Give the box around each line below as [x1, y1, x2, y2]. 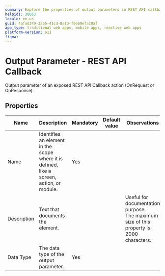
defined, [39, 161, 58, 168]
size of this [125, 218, 151, 225]
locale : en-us [5, 16, 34, 21]
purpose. [125, 206, 146, 213]
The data [39, 245, 60, 251]
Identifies [39, 130, 61, 137]
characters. [125, 236, 152, 243]
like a [39, 167, 52, 174]
